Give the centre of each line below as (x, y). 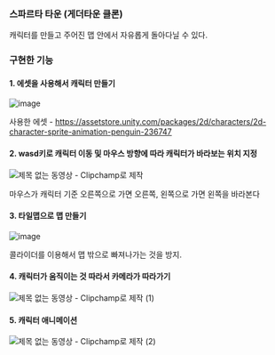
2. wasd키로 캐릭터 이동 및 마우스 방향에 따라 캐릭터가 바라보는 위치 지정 (133, 154)
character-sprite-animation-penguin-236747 (91, 132)
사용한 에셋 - (31, 122)
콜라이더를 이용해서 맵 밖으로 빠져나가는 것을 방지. (96, 254)
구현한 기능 (31, 61)
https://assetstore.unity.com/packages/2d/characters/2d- (161, 122)
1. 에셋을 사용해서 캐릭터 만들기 (62, 83)
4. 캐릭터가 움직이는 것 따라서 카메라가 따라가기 (90, 277)
